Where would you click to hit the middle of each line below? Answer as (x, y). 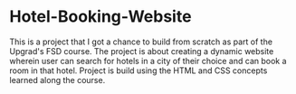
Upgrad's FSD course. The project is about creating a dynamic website (142, 51)
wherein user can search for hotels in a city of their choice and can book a (148, 61)
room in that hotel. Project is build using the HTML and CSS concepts (138, 70)
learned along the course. (57, 80)
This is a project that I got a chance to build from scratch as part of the (141, 42)
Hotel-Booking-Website (100, 17)
